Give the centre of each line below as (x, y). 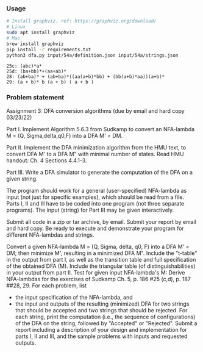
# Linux (16, 27)
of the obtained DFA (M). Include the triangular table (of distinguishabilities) (101, 266)
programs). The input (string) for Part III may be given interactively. (90, 210)
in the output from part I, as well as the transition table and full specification (101, 259)
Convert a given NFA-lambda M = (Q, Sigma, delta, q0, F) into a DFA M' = (98, 246)
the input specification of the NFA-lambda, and (74, 297)
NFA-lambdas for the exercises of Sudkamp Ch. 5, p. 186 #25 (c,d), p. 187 (98, 279)
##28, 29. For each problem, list (47, 286)
